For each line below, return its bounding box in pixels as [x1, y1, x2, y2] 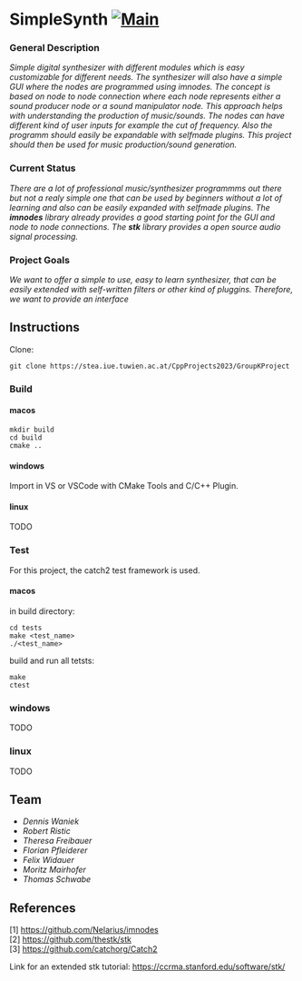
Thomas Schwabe [22, 874, 92, 885]
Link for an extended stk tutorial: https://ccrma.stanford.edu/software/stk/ [9, 961, 286, 972]
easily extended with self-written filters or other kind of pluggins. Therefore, [9, 284, 293, 295]
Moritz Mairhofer [22, 864, 86, 876]
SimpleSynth [9, 9, 109, 30]
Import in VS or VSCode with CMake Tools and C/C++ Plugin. [9, 481, 239, 491]
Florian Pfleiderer [22, 845, 88, 856]
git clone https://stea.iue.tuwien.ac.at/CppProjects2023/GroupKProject [9, 362, 290, 371]
